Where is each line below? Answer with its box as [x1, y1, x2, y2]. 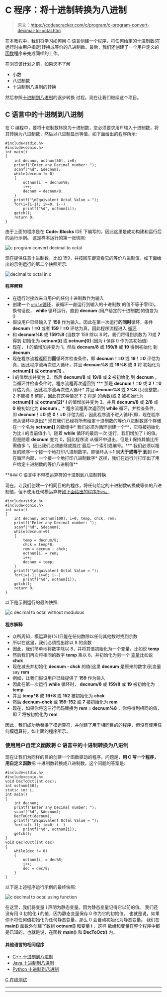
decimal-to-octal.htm [17, 27, 61, 33]
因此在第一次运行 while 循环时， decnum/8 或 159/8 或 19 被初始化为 [12, 681, 155, 687]
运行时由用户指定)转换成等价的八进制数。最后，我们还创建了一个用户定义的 [5, 44, 160, 50]
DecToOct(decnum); [14, 814, 52, 819]
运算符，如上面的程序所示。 [13, 728, 71, 734]
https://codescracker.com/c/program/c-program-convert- [30, 22, 150, 28]
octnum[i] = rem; [23, 551, 59, 555]
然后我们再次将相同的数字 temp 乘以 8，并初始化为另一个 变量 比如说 [12, 652, 153, 658]
